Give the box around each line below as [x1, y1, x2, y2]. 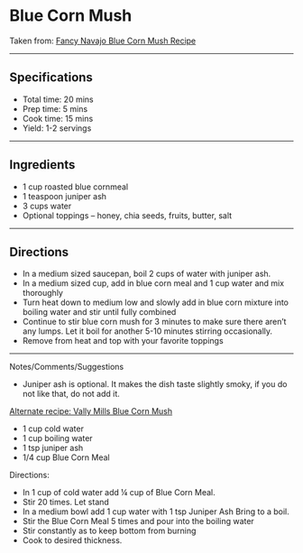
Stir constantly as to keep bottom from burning [22, 525, 197, 537]
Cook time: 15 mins [22, 113, 94, 124]
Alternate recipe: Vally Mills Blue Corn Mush [9, 406, 173, 417]
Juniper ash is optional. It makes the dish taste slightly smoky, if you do [22, 379, 288, 390]
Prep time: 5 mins [22, 103, 88, 114]
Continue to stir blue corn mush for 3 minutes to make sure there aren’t [22, 317, 287, 327]
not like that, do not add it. [22, 389, 120, 400]
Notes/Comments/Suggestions [9, 362, 124, 373]
